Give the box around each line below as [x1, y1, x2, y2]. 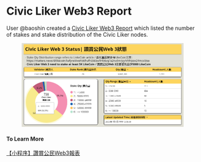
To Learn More [6, 135, 44, 143]
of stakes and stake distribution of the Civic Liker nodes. [6, 30, 148, 38]
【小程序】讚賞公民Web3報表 [6, 149, 81, 157]
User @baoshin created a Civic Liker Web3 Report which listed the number [6, 24, 195, 32]
